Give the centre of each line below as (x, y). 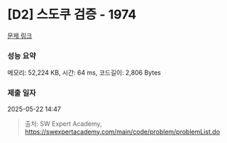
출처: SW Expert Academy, (63, 123)
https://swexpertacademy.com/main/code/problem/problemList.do (122, 132)
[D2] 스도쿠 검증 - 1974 (72, 15)
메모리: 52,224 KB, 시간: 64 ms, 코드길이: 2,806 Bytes (84, 73)
